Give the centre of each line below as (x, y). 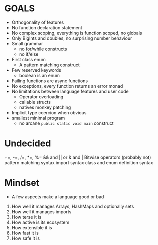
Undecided (28, 143)
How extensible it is (32, 227)
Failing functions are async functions (50, 81)
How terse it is (27, 217)
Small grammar (27, 43)
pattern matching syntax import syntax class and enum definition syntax (79, 162)
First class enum (29, 59)
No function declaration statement (47, 27)
